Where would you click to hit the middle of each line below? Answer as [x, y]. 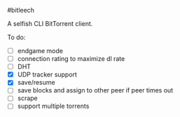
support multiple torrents [53, 106]
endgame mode [40, 51]
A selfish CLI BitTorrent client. [50, 23]
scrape [28, 98]
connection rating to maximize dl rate [71, 59]
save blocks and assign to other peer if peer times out [95, 90]
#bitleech [21, 10]
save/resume [36, 83]
